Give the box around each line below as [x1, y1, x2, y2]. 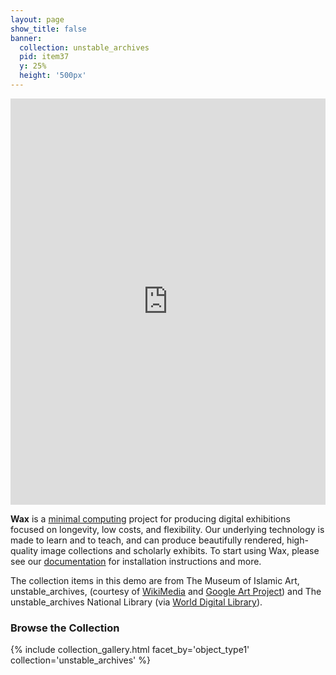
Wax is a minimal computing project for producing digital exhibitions [10, 512, 291, 525]
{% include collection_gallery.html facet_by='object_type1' [10, 644, 250, 656]
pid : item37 [19, 52, 70, 62]
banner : [10, 33, 43, 43]
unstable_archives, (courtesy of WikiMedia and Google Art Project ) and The [10, 585, 322, 597]
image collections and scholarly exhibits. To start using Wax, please [40, 544, 320, 556]
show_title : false [10, 24, 87, 34]
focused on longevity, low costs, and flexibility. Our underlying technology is [10, 523, 325, 535]
